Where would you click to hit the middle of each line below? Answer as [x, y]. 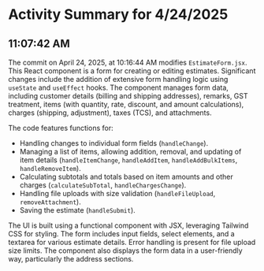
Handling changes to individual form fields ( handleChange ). [114, 143]
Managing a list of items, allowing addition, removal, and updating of [130, 152]
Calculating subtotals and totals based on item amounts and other [126, 176]
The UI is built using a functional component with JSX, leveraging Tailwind [128, 225]
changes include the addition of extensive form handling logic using [118, 79]
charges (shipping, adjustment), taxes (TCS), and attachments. [110, 113]
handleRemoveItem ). [50, 168]
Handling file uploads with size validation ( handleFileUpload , [117, 193]
